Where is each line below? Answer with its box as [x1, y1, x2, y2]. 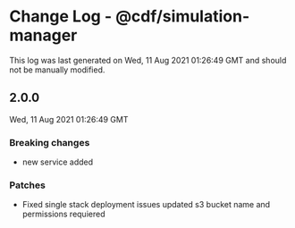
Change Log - [9, 6, 113, 27]
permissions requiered [21, 208, 105, 220]
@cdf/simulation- [114, 6, 250, 27]
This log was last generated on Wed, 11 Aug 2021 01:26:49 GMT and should [9, 55, 287, 65]
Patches [9, 179, 46, 191]
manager [9, 25, 78, 46]
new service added [21, 156, 94, 167]
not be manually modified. [9, 64, 105, 75]
